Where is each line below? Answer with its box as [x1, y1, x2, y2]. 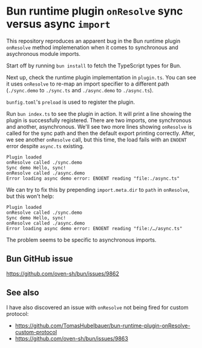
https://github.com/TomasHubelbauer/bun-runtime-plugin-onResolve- [15, 322, 191, 329]
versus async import [6, 17, 111, 31]
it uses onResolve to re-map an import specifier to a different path [6, 80, 169, 87]
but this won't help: [6, 193, 54, 200]
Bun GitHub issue [6, 254, 73, 264]
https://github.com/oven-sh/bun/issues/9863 [15, 335, 128, 342]
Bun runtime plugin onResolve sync [6, 4, 183, 18]
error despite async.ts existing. [6, 142, 85, 149]
